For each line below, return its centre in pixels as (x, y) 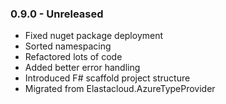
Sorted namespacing (68, 46)
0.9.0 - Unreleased (57, 14)
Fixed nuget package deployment (94, 36)
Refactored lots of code (73, 57)
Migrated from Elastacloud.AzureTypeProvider (120, 89)
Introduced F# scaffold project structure (107, 78)
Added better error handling (82, 68)
